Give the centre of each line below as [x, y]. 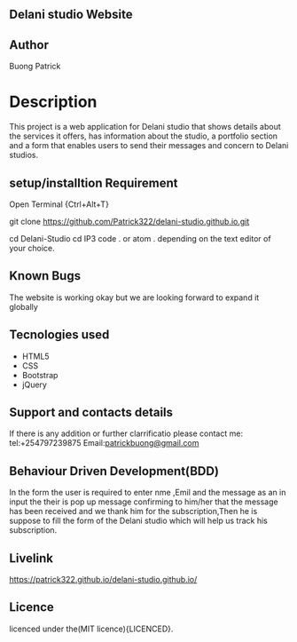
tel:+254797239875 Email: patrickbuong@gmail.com [104, 443]
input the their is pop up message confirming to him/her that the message [144, 502]
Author [29, 45]
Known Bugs [45, 276]
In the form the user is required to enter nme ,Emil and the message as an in [148, 493]
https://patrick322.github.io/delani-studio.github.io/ [103, 580]
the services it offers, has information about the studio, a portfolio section [143, 136]
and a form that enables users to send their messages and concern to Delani [149, 146]
